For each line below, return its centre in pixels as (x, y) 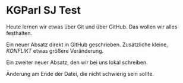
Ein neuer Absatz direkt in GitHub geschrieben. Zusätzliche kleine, (87, 44)
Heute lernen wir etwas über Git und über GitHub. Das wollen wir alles (92, 27)
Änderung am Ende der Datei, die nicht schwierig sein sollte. (80, 74)
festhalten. (19, 33)
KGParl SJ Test (44, 10)
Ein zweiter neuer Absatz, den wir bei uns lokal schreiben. (77, 62)
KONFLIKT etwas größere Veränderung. (55, 50)
